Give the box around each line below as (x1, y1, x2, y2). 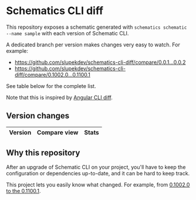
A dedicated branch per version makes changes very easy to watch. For (6, 41, 180, 48)
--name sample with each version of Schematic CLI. (6, 29, 129, 36)
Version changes (6, 111, 70, 121)
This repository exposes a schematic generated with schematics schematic (6, 23, 187, 30)
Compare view (37, 128, 79, 136)
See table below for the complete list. (6, 82, 96, 89)
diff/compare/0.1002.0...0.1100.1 (14, 71, 91, 78)
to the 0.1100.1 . (6, 187, 41, 194)
